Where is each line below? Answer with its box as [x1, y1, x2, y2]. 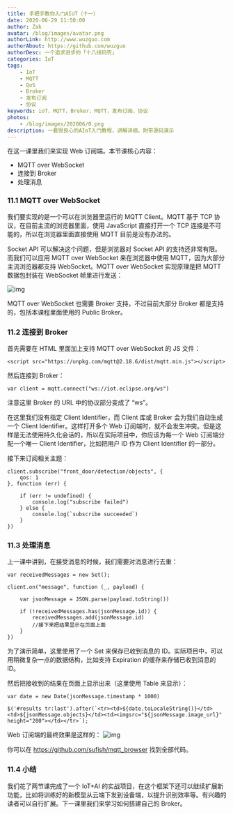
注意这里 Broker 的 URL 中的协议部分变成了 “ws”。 [7, 398, 152, 407]
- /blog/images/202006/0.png [19, 120, 104, 128]
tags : [7, 62, 23, 69]
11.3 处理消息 [7, 540, 51, 550]
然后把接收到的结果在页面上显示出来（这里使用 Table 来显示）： [7, 679, 188, 688]
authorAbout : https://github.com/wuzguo [7, 43, 127, 50]
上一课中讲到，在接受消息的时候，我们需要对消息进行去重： [7, 557, 178, 566]
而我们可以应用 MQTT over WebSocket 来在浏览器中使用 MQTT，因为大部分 [7, 253, 225, 262]
